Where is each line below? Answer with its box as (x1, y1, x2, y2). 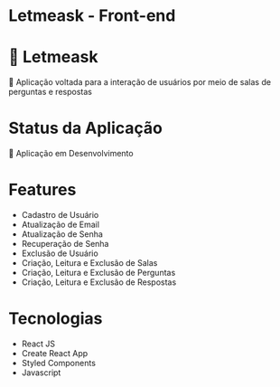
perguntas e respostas (8, 87, 92, 98)
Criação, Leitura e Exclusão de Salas (21, 258, 158, 268)
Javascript (21, 367, 61, 378)
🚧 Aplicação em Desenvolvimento (8, 148, 134, 159)
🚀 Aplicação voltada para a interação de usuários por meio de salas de (8, 77, 272, 88)
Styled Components (21, 357, 97, 368)
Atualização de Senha (21, 229, 103, 240)
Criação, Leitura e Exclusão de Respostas (21, 277, 177, 288)
